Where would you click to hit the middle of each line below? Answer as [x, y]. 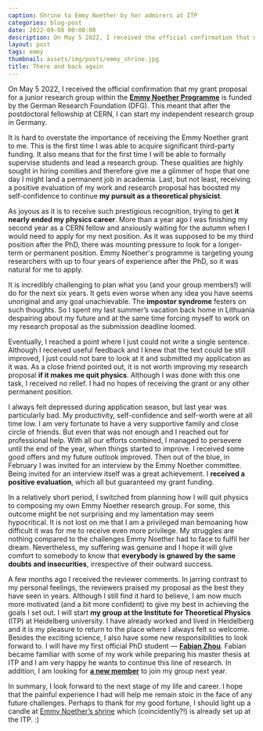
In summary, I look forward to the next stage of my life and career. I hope [126, 686]
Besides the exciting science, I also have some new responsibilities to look [128, 638]
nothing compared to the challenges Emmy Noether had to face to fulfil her [129, 539]
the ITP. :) [24, 719]
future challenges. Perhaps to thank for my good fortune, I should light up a [130, 703]
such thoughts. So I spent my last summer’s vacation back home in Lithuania [131, 309]
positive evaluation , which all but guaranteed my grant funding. [111, 482]
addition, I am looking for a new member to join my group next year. [117, 671]
